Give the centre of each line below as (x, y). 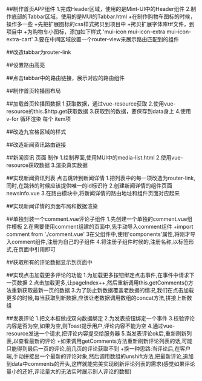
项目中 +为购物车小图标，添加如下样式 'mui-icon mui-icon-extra (86, 32)
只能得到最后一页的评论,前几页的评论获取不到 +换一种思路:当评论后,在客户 (99, 349)
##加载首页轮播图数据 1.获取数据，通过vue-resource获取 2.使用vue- (91, 104)
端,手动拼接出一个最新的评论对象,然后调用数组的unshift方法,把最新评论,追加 (100, 356)
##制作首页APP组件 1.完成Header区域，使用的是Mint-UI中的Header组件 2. (99, 9)
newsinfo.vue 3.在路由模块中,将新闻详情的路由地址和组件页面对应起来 (93, 193)
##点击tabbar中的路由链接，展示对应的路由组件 (66, 78)
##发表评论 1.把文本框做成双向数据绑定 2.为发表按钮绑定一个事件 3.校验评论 (101, 318)
